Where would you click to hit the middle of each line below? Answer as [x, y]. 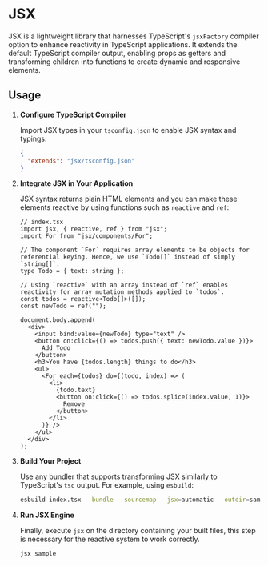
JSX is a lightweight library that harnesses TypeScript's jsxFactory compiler [134, 36]
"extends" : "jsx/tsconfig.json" [81, 161]
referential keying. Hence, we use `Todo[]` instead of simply [128, 257]
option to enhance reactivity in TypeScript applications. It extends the [123, 44]
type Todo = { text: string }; [72, 271]
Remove [74, 404]
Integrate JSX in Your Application [76, 183]
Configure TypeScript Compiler [73, 114]
